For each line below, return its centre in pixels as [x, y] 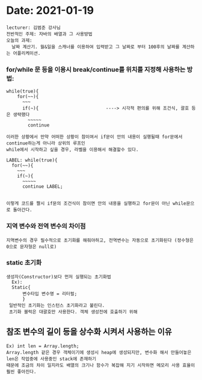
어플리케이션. [27, 53]
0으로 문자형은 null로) [32, 247]
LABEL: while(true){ [32, 160]
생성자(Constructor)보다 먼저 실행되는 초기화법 [59, 277]
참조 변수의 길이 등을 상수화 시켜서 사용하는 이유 [89, 332]
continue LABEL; [42, 187]
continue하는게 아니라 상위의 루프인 [46, 143]
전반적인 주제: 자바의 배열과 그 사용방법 [49, 34]
